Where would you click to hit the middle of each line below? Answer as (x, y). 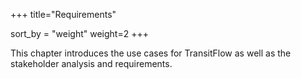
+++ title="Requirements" (63, 14)
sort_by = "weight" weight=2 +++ (79, 33)
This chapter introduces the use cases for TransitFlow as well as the (151, 53)
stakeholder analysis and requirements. (91, 63)
